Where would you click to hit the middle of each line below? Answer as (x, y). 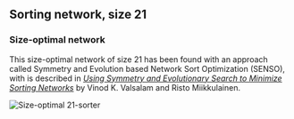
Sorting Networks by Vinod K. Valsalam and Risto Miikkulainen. (125, 87)
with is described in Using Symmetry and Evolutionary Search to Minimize (146, 78)
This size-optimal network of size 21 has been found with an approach (139, 59)
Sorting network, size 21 (78, 15)
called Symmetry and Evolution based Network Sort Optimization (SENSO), (147, 68)
